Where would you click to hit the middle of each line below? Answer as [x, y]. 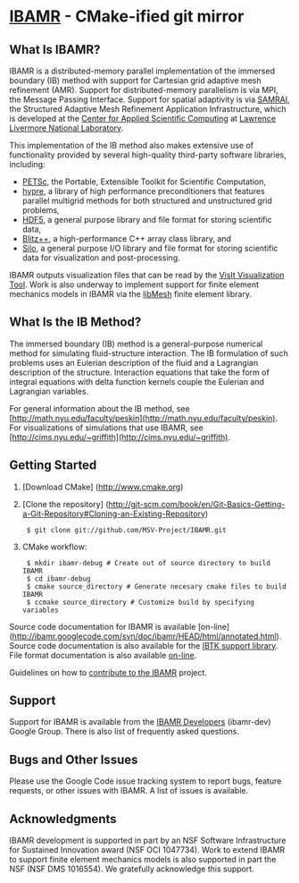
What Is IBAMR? [55, 50]
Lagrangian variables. [49, 391]
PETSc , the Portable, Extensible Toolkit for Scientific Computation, [144, 182]
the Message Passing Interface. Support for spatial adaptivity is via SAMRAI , [149, 99]
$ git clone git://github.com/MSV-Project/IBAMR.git [126, 530]
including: [28, 164]
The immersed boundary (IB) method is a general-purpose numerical [136, 344]
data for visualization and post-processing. [101, 258]
